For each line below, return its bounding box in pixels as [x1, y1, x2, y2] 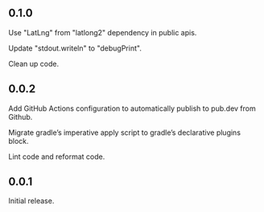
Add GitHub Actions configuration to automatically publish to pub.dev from [8, 104, 256, 113]
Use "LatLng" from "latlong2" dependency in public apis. [8, 27, 197, 37]
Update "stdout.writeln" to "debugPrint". [8, 43, 142, 53]
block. [8, 136, 30, 145]
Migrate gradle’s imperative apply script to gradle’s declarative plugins [8, 128, 241, 137]
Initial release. [8, 196, 55, 206]
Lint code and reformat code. [8, 152, 105, 161]
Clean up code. [8, 59, 59, 68]
